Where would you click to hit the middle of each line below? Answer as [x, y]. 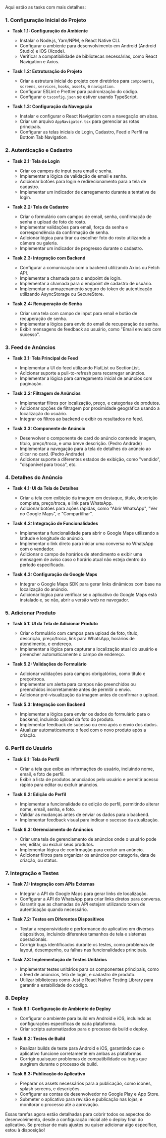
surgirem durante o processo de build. [59, 1064]
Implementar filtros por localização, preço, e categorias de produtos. [90, 403]
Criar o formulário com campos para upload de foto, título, [79, 633]
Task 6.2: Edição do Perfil [39, 794]
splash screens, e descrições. [50, 1089]
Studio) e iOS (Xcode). [43, 51]
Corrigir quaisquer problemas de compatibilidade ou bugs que [83, 1059]
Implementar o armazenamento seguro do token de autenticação [86, 289]
